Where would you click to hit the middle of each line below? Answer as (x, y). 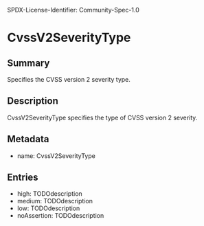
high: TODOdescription (49, 194)
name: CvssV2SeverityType (56, 156)
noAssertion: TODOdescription (60, 216)
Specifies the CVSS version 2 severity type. (69, 79)
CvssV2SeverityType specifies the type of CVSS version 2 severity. (102, 117)
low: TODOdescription (48, 208)
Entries (23, 178)
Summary (29, 63)
